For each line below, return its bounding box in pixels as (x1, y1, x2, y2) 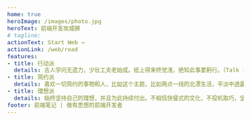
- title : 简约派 (7, 74, 55, 81)
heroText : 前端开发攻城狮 (7, 25, 81, 32)
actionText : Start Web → (7, 39, 85, 46)
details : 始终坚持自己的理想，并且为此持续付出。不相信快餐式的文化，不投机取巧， (13, 95, 240, 102)
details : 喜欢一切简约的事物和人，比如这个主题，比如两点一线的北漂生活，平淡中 (13, 81, 234, 88)
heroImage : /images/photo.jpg (7, 18, 102, 25)
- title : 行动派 (7, 60, 55, 67)
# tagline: (7, 32, 41, 39)
